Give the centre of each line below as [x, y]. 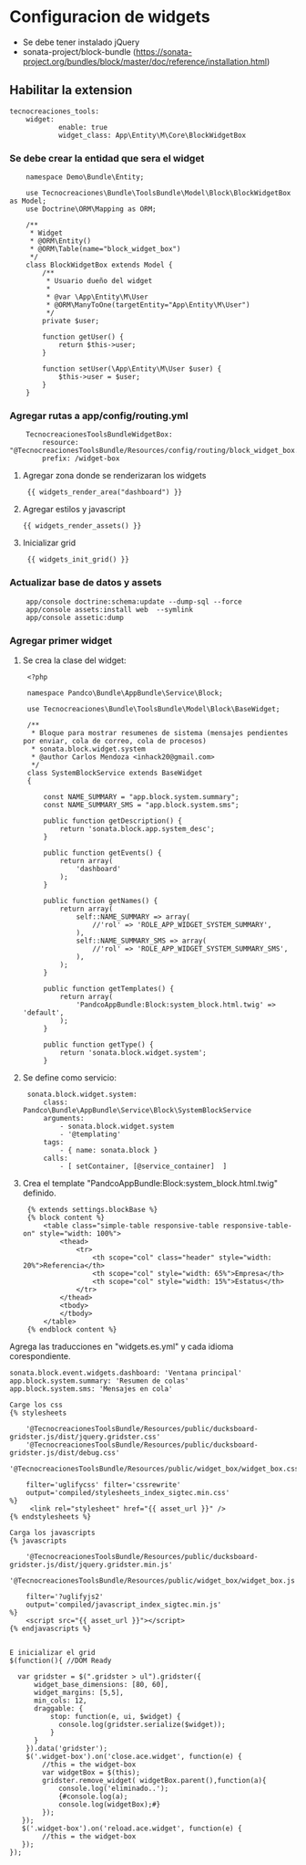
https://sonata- [164, 51]
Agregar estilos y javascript [74, 510]
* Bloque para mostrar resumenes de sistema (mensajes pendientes [160, 732]
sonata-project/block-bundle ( [79, 51]
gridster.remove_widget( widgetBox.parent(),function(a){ [154, 1780]
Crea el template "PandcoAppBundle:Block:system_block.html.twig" [150, 1183]
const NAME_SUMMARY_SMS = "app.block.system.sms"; [141, 805]
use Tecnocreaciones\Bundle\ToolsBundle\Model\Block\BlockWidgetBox [158, 194]
